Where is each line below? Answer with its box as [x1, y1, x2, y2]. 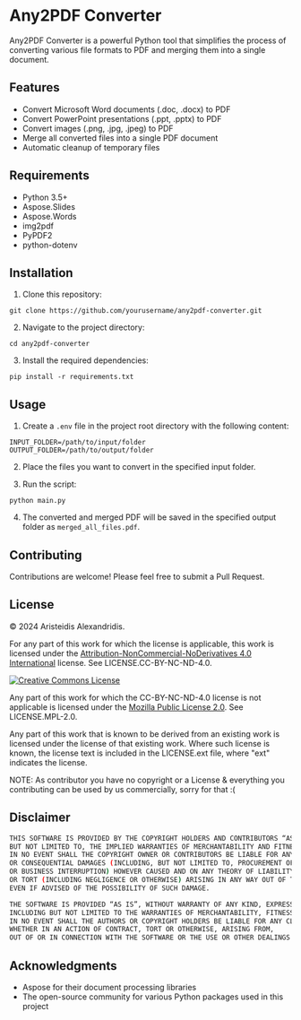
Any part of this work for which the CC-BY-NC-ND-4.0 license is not [9, 692, 262, 703]
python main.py [9, 497, 66, 506]
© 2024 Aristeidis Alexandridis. [9, 620, 125, 632]
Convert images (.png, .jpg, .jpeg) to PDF [21, 123, 174, 134]
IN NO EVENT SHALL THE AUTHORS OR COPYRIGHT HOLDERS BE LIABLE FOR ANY [9, 916, 282, 926]
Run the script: [21, 479, 77, 489]
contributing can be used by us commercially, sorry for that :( [9, 783, 236, 794]
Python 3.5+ [21, 192, 69, 203]
